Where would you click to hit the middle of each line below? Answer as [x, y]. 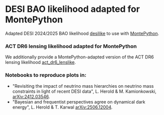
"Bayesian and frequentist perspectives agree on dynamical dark [79, 102]
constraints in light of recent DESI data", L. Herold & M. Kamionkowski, [84, 91]
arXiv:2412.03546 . [31, 96]
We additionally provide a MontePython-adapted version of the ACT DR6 [80, 57]
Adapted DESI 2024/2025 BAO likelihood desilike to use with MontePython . [82, 33]
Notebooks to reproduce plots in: [46, 75]
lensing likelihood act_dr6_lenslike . [41, 62]
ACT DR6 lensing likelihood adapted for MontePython [71, 46]
